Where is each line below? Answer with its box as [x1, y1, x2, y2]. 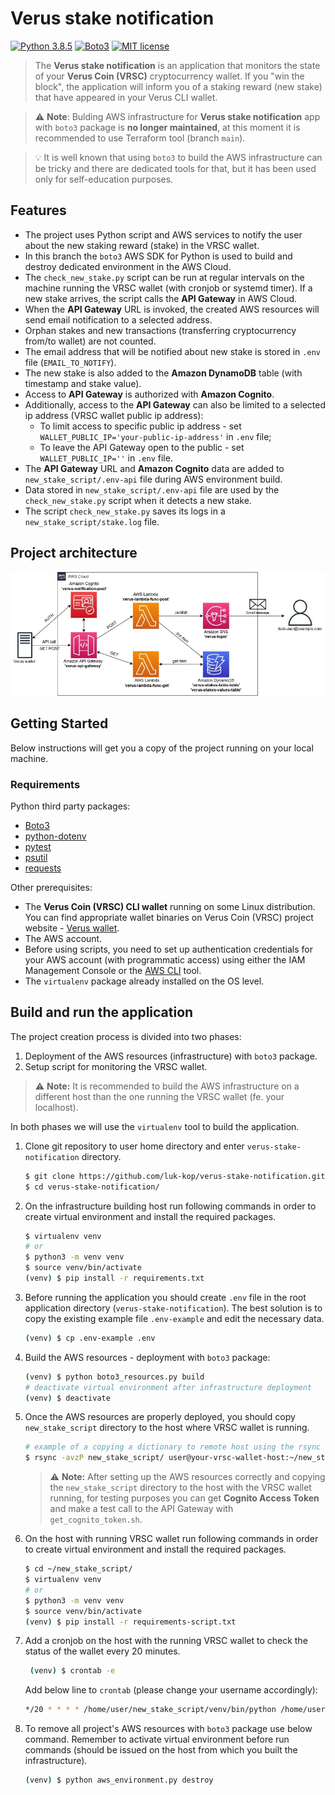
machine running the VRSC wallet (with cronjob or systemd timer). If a [24, 282, 313, 294]
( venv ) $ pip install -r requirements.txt [24, 1273, 205, 1283]
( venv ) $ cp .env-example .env [24, 1333, 156, 1343]
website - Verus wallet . [24, 922, 120, 934]
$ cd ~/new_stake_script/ [24, 1564, 133, 1574]
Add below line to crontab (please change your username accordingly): [24, 1684, 318, 1696]
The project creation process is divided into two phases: [10, 1030, 242, 1042]
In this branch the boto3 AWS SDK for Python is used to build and [24, 250, 293, 262]
